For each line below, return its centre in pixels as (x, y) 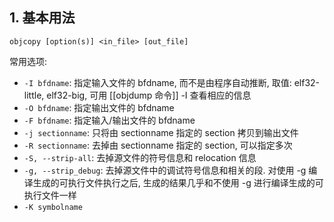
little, (34, 95)
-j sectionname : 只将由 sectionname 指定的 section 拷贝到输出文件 (161, 132)
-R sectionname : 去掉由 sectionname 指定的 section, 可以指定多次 (158, 145)
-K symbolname (53, 207)
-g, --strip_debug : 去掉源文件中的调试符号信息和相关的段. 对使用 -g (165, 170)
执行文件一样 (50, 195)
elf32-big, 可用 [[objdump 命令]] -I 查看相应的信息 (149, 95)
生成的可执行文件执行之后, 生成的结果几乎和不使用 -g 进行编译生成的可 (178, 182)
